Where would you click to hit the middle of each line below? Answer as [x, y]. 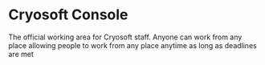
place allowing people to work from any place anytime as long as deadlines [132, 45]
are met [21, 54]
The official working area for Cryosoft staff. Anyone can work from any [125, 37]
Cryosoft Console [68, 15]
